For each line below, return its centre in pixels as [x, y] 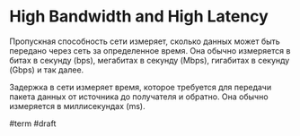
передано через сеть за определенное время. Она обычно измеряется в [150, 50]
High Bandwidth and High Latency [139, 17]
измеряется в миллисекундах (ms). [77, 106]
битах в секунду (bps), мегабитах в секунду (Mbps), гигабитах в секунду [150, 60]
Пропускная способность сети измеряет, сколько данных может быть [145, 41]
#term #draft [33, 123]
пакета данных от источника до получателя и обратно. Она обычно [139, 97]
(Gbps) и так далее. [47, 70]
